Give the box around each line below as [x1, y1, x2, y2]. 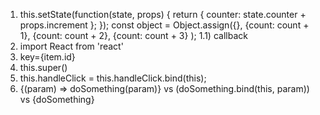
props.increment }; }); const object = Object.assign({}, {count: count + [19, 19, 310, 31]
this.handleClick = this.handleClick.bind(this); [19, 72, 207, 84]
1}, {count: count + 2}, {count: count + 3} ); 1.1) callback [19, 30, 248, 41]
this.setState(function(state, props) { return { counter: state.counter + [19, 9, 307, 20]
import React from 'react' [19, 40, 124, 52]
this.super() [19, 62, 68, 73]
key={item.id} [19, 51, 76, 63]
